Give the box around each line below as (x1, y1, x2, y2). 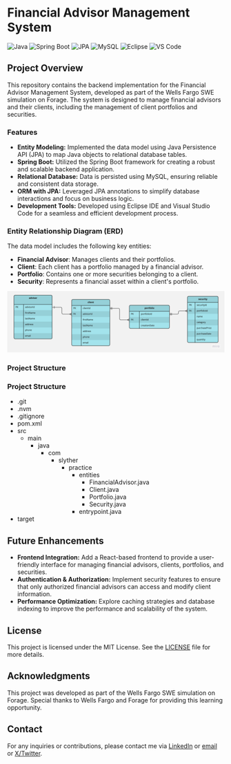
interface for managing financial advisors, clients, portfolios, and (41, 561, 224, 569)
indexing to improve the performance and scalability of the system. (17, 604, 208, 613)
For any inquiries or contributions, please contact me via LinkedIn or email (7, 741, 217, 750)
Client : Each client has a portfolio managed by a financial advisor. (17, 262, 204, 271)
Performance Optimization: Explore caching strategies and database (17, 598, 215, 606)
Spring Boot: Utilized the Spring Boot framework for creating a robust (17, 157, 215, 166)
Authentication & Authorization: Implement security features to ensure (17, 575, 221, 584)
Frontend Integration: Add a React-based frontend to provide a (17, 553, 198, 562)
